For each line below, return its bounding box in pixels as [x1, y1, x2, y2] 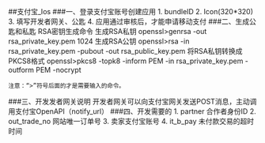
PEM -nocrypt [35, 66, 81, 74]
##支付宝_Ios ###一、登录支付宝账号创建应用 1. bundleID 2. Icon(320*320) [8, 7, 254, 16]
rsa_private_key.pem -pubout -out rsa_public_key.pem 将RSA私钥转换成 [8, 47, 243, 55]
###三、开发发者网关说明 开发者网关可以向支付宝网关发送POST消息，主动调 [8, 97, 257, 106]
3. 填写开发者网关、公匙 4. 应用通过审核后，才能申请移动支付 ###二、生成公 [8, 17, 257, 26]
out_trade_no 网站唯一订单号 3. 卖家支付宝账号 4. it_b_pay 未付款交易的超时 [8, 117, 255, 126]
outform [8, 66, 34, 74]
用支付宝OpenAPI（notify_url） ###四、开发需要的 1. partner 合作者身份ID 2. [8, 107, 256, 116]
